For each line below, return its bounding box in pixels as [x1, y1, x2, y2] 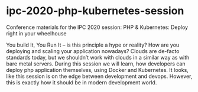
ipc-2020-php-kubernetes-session [6, 4, 184, 18]
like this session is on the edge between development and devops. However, [6, 73, 193, 80]
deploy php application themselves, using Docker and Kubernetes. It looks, [6, 66, 189, 73]
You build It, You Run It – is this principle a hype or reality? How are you [6, 41, 180, 48]
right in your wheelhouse [6, 29, 67, 37]
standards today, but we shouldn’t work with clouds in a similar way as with [6, 54, 190, 61]
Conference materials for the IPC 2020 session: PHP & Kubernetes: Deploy [6, 24, 188, 31]
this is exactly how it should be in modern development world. [6, 78, 157, 86]
